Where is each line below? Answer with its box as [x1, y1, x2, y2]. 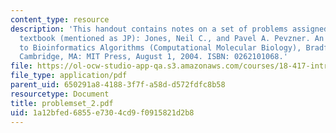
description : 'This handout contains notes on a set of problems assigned [10, 24, 329, 34]
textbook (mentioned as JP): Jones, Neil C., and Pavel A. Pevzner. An [19, 33, 325, 43]
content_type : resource [10, 14, 110, 25]
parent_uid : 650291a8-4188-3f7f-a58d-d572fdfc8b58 [10, 80, 226, 90]
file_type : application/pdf [10, 71, 128, 81]
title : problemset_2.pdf [10, 98, 114, 108]
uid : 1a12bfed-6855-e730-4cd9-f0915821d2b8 [10, 107, 195, 118]
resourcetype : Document [10, 89, 110, 99]
